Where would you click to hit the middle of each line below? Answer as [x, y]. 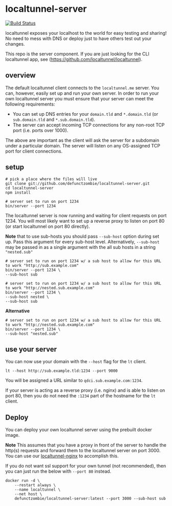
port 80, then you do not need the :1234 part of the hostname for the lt [81, 396]
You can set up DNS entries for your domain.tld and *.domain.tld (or [85, 114]
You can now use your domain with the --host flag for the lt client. [76, 362]
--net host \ [28, 494]
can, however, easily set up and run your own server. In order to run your [82, 93]
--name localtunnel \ [37, 490]
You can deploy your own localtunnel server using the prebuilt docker [79, 430]
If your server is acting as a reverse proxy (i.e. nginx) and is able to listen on [85, 390]
